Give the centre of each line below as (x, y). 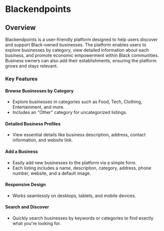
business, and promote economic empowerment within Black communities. (82, 55)
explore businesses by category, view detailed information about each (77, 50)
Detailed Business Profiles (33, 123)
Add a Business (22, 151)
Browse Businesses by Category (40, 91)
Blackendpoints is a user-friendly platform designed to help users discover (82, 39)
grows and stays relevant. (32, 66)
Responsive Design (26, 185)
